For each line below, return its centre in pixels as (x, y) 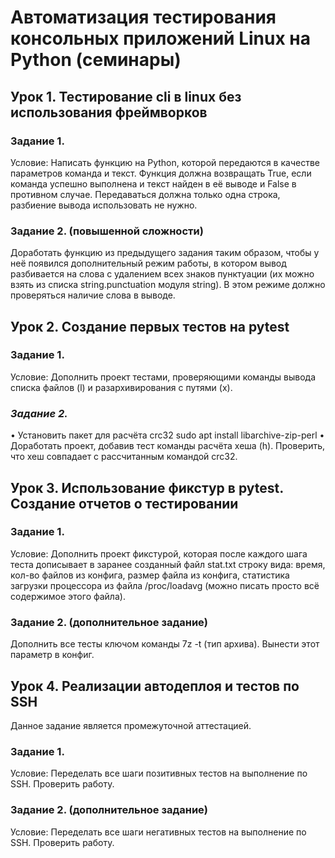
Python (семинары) (96, 60)
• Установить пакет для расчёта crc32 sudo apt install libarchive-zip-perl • (167, 435)
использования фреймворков (109, 112)
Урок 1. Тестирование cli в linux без (126, 96)
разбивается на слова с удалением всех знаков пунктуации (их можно (162, 274)
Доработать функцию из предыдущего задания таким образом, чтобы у (165, 253)
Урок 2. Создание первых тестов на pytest (150, 326)
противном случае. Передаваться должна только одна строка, (145, 194)
